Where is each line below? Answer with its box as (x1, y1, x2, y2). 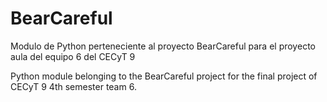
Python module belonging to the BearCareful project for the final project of (10, 70, 318, 82)
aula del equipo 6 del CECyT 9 (10, 50, 136, 62)
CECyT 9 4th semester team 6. (10, 80, 137, 92)
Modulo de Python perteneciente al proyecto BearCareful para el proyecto (10, 40, 316, 52)
